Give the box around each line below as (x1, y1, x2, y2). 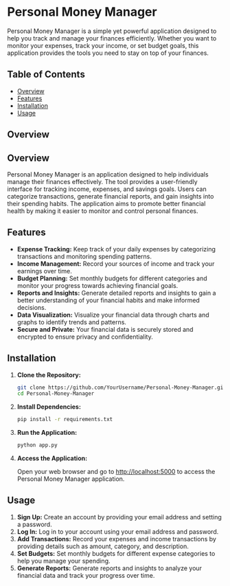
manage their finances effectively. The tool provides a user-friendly (7, 177, 198, 185)
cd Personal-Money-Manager (16, 390, 95, 397)
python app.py (16, 442, 58, 449)
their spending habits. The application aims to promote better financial (7, 199, 206, 207)
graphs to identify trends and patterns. (16, 317, 127, 326)
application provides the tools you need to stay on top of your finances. (7, 49, 209, 57)
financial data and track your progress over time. (16, 571, 155, 579)
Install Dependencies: (16, 403, 81, 411)
